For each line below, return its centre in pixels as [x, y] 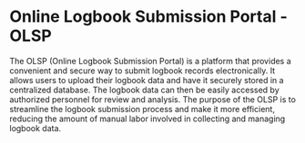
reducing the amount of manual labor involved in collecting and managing [147, 119]
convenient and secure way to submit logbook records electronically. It [142, 71]
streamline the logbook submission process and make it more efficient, [142, 109]
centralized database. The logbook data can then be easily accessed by [144, 90]
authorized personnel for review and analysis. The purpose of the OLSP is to [152, 99]
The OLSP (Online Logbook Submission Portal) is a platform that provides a [150, 61]
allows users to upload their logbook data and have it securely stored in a [147, 80]
